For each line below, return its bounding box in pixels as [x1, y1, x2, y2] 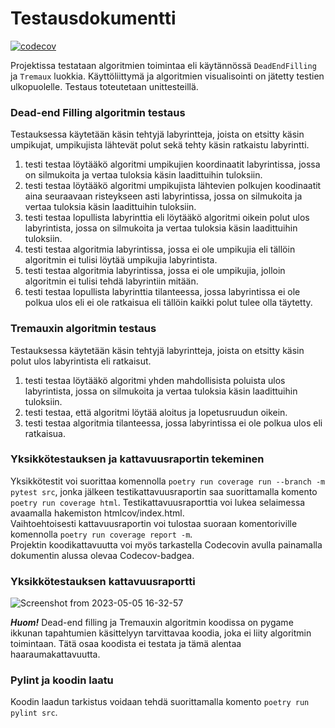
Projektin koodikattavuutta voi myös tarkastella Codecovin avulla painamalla [10, 538, 323, 551]
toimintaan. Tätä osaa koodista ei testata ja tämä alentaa [10, 638, 242, 650]
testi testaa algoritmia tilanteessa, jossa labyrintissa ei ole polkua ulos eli [24, 417, 323, 429]
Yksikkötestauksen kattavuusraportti [10, 574, 196, 588]
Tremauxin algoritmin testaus [10, 322, 157, 336]
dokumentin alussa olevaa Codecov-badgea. [10, 549, 195, 561]
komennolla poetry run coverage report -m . [10, 528, 193, 540]
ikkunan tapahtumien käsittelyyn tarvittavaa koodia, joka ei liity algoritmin [10, 627, 312, 639]
